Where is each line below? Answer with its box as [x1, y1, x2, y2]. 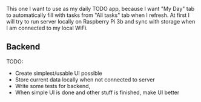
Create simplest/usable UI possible [15, 69, 102, 77]
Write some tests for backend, [15, 82, 91, 89]
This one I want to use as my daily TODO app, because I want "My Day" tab [6, 5, 195, 12]
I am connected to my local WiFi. [6, 24, 88, 31]
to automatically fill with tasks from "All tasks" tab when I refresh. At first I [6, 11, 189, 19]
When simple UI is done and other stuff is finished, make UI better [15, 89, 180, 96]
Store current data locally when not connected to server [15, 75, 156, 83]
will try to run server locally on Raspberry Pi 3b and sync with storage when [6, 18, 196, 25]
